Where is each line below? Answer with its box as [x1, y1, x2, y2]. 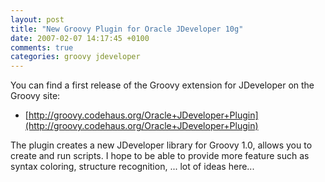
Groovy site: [10, 90, 61, 102]
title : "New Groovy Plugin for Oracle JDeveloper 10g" [10, 24, 244, 34]
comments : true [10, 42, 74, 53]
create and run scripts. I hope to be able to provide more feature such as [10, 150, 310, 162]
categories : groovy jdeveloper [10, 52, 141, 62]
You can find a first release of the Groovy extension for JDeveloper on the [10, 79, 315, 91]
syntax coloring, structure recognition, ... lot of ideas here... [10, 161, 255, 173]
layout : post [10, 14, 65, 25]
